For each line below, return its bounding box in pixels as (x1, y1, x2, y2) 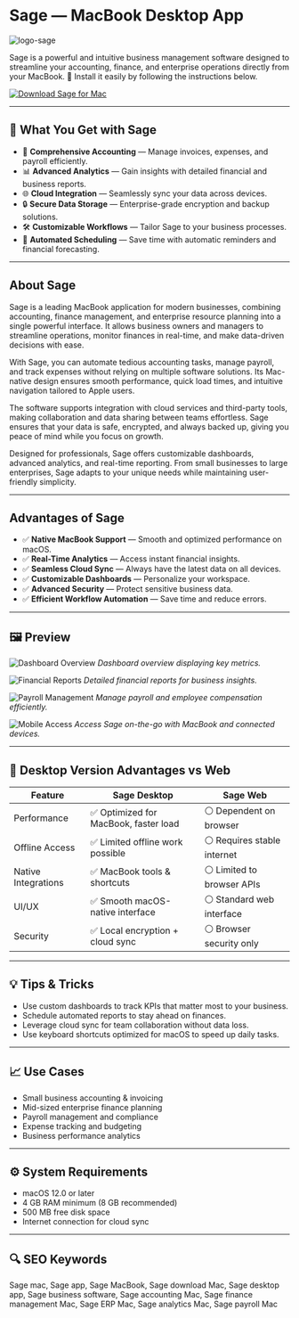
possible (90, 847, 126, 859)
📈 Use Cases (9, 1064, 85, 1079)
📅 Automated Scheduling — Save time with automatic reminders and (21, 233, 277, 245)
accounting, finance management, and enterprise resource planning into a (9, 311, 282, 322)
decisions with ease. (9, 340, 85, 350)
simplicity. (39, 476, 77, 487)
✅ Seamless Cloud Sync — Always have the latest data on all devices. (21, 563, 282, 575)
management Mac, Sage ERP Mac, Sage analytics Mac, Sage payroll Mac (9, 1298, 279, 1310)
